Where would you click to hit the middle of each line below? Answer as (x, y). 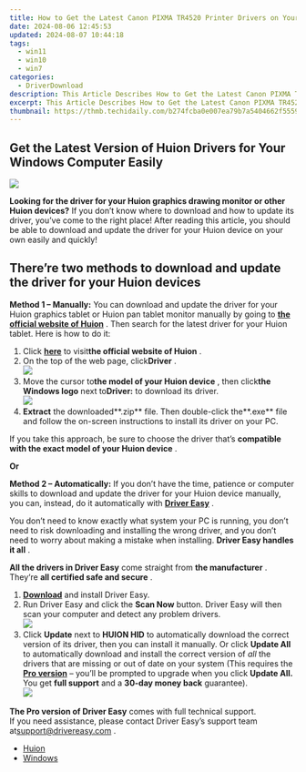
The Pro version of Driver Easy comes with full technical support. (133, 711)
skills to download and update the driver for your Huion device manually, (145, 493)
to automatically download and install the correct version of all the (147, 654)
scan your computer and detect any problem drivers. (122, 614)
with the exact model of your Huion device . (93, 448)
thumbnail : (30, 111)
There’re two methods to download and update (145, 268)
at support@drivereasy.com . (63, 730)
